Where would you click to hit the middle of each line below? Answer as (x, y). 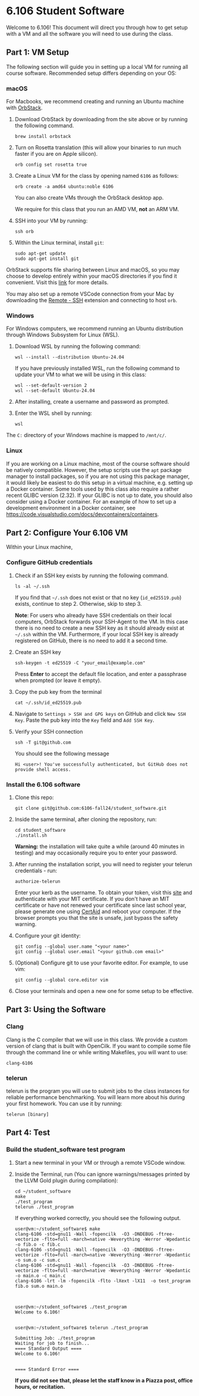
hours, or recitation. (40, 1386)
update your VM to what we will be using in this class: (80, 375)
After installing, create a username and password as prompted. (92, 402)
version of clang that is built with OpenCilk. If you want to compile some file (99, 1046)
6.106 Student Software (65, 11)
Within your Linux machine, (40, 547)
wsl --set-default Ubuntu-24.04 (55, 391)
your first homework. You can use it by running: (64, 1103)
